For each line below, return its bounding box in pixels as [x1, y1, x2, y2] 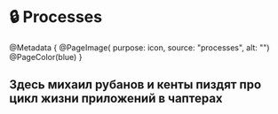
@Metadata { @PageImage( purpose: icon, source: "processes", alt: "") [9, 42, 270, 53]
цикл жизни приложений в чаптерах [9, 91, 223, 106]
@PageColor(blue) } [9, 51, 83, 62]
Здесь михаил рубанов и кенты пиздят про [9, 77, 262, 93]
